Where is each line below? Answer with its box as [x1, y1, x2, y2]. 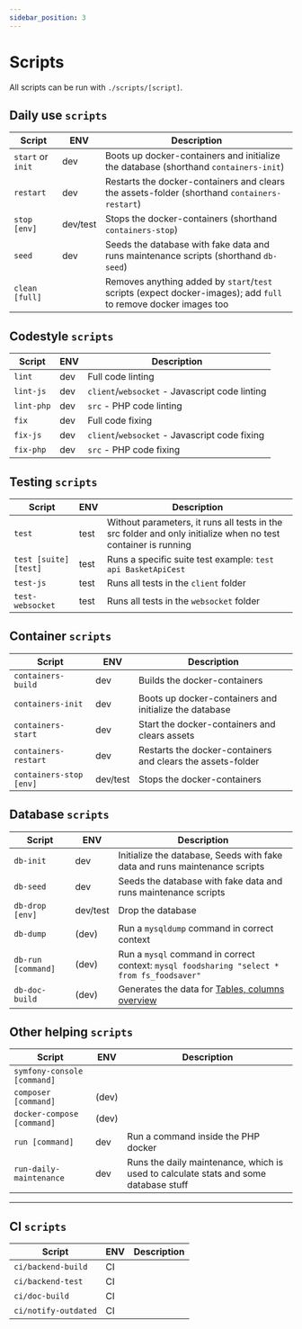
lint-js [13, 386, 47, 397]
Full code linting [87, 371, 155, 383]
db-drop [13, 901, 47, 911]
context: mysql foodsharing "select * [118, 959, 280, 972]
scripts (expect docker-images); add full [104, 287, 283, 300]
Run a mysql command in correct [118, 947, 256, 960]
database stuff [127, 1179, 189, 1191]
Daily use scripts [9, 107, 108, 122]
